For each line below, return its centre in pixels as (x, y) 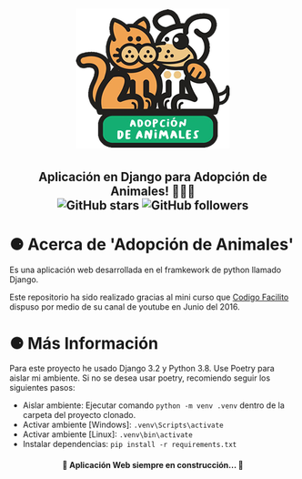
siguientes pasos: (42, 388)
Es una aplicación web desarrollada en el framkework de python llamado (146, 270)
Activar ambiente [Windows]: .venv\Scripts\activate (123, 425)
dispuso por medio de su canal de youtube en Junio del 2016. (125, 306)
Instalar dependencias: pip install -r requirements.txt (130, 444)
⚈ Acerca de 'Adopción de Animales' (151, 244)
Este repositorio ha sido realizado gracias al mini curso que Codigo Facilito (149, 297)
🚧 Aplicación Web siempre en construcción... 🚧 (153, 465)
